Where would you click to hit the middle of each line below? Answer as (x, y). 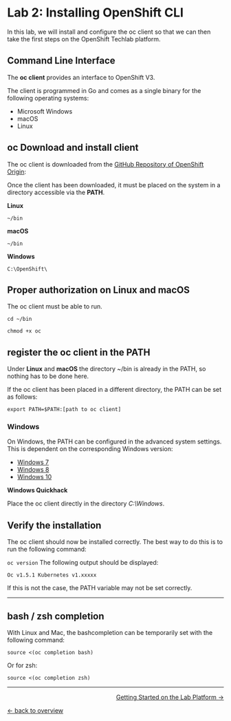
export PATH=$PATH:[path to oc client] (64, 410)
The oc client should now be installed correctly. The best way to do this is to (115, 542)
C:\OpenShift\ (27, 269)
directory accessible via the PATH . (56, 192)
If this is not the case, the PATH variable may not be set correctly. (100, 588)
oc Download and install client (73, 148)
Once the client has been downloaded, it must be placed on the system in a (114, 185)
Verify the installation (54, 525)
